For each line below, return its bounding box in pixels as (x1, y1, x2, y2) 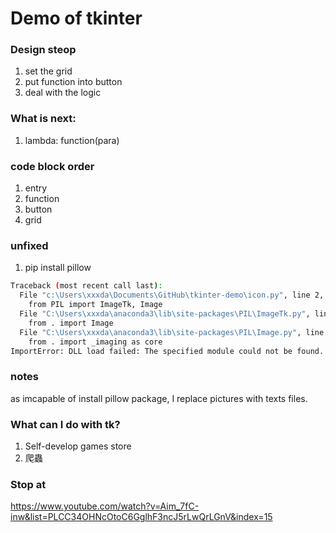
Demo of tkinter (10, 7, 143, 30)
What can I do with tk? (10, 417, 121, 431)
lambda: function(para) (24, 134, 120, 146)
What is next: (10, 112, 77, 126)
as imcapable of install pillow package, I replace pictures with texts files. (10, 392, 308, 404)
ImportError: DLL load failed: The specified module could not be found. (10, 346, 325, 356)
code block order (10, 159, 95, 173)
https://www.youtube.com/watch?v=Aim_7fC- (10, 500, 200, 512)
